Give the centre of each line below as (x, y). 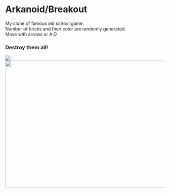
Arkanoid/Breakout (46, 9)
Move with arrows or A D (31, 34)
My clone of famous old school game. (45, 23)
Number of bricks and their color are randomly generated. (66, 28)
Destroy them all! (27, 47)
